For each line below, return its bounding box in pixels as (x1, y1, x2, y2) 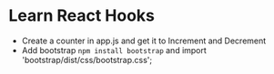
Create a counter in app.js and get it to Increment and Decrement (21, 35, 267, 46)
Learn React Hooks (8, 5, 156, 26)
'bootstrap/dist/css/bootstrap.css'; (21, 54, 153, 65)
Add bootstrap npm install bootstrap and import (21, 44, 207, 55)
